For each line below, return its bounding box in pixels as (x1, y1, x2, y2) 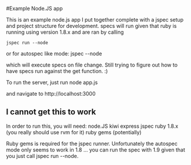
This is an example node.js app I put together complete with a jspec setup (6, 16, 184, 23)
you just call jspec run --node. (6, 152, 79, 159)
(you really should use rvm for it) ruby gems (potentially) (6, 128, 142, 136)
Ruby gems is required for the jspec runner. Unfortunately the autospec (6, 140, 178, 147)
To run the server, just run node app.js (6, 79, 98, 86)
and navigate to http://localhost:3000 (6, 90, 96, 97)
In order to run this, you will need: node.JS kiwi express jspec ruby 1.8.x (6, 122, 179, 129)
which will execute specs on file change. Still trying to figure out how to (6, 61, 178, 68)
